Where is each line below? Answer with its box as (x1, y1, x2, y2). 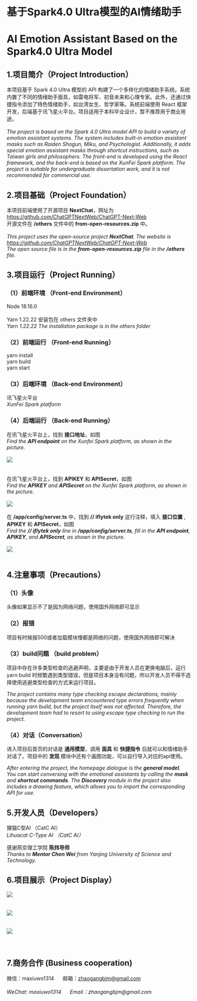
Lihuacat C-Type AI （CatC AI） (6, 831, 84, 838)
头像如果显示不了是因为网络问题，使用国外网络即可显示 (6, 603, 140, 610)
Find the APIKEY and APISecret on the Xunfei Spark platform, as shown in (6, 482, 187, 489)
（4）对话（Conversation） (6, 731, 87, 739)
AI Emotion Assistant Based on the (6, 33, 178, 46)
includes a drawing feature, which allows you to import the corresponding (6, 783, 185, 790)
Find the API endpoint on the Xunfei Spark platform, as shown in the (6, 437, 172, 444)
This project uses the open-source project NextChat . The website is (6, 233, 171, 240)
